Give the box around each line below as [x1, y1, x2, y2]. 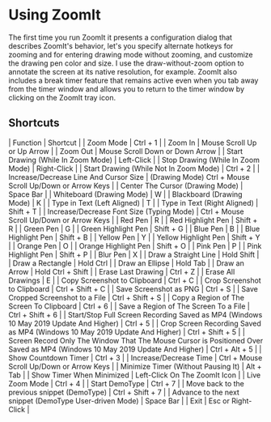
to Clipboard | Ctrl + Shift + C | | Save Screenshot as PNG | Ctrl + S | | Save [8, 283, 259, 293]
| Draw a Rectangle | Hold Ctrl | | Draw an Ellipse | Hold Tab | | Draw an [8, 258, 244, 268]
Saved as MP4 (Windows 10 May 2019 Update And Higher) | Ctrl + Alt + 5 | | [8, 344, 262, 354]
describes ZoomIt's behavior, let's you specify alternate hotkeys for [8, 40, 234, 50]
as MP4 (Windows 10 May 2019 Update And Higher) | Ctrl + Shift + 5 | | [8, 326, 245, 337]
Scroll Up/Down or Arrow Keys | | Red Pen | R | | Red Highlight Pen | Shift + [8, 215, 258, 224]
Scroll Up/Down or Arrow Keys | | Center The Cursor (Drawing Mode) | [8, 181, 243, 190]
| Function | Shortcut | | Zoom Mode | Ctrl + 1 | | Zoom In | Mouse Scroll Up [8, 138, 257, 147]
